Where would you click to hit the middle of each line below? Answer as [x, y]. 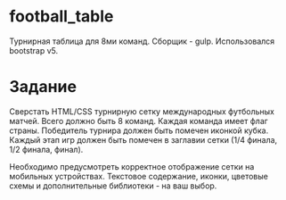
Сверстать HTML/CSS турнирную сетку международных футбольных [142, 111]
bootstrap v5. [34, 50]
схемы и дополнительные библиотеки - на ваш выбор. [113, 186]
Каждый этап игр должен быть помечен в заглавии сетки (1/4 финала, [143, 139]
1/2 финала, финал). [46, 149]
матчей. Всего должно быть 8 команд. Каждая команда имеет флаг [139, 121]
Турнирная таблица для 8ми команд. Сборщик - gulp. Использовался [142, 41]
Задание [43, 87]
